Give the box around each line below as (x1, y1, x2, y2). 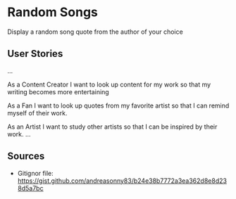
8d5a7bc (17, 184, 44, 192)
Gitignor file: (17, 169, 54, 177)
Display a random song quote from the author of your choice (7, 27, 183, 36)
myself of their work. (7, 108, 68, 117)
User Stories (7, 48, 63, 60)
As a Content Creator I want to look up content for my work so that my (7, 80, 211, 89)
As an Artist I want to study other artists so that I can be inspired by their (7, 122, 218, 131)
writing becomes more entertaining (7, 87, 109, 96)
